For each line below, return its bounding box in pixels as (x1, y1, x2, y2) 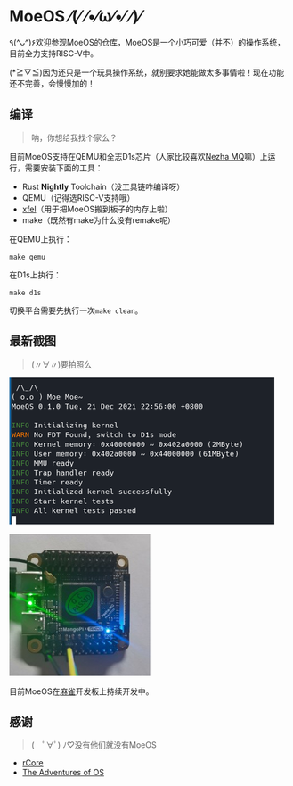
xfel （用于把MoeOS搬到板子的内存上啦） (21, 203, 173, 214)
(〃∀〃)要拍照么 (30, 359, 93, 369)
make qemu (9, 252, 46, 261)
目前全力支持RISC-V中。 (9, 47, 99, 59)
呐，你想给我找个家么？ (30, 132, 118, 143)
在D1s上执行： (9, 269, 62, 280)
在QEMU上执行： (9, 234, 73, 244)
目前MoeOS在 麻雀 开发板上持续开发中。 (9, 685, 154, 697)
